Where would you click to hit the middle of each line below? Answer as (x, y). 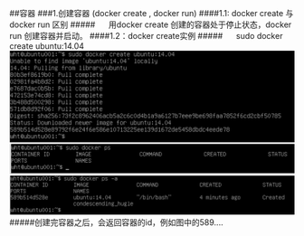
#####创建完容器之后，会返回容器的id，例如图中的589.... (116, 222)
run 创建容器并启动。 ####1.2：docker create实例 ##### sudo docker (146, 36)
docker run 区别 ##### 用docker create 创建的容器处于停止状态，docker (151, 24)
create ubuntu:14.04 (47, 46)
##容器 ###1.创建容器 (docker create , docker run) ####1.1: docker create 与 (152, 13)
